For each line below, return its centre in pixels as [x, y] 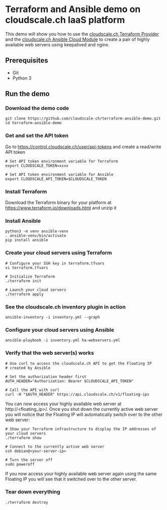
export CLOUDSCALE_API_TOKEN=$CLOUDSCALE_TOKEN [56, 179]
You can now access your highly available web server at [63, 404]
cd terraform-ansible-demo [33, 123]
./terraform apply [24, 294]
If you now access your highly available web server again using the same [81, 473]
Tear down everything [33, 492]
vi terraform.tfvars [27, 268]
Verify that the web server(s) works [50, 353]
